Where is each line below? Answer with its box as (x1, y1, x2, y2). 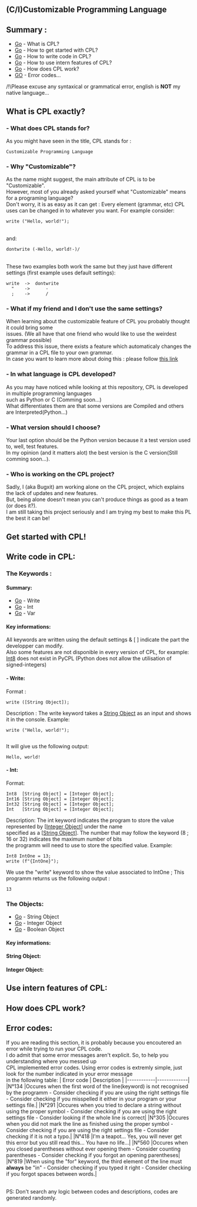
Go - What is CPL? (14, 41, 60, 48)
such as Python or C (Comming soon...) (6, 396, 102, 403)
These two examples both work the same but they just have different (6, 263, 173, 270)
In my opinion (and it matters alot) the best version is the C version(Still (6, 449, 178, 456)
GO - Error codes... (14, 72, 61, 79)
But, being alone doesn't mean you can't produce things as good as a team (6, 496, 188, 503)
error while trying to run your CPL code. (6, 1045, 103, 1052)
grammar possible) (6, 337, 52, 344)
